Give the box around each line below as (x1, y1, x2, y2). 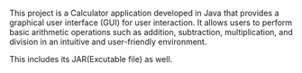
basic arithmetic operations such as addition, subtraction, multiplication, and (9, 27, 293, 37)
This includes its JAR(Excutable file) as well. (9, 54, 173, 64)
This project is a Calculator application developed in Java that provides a (9, 8, 279, 18)
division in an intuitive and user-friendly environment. (9, 36, 207, 47)
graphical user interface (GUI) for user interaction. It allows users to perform (9, 17, 293, 28)
